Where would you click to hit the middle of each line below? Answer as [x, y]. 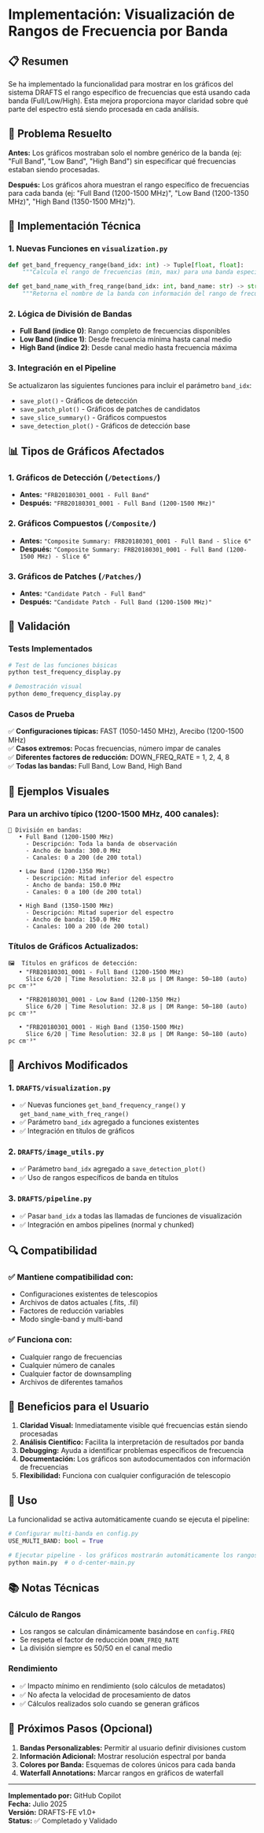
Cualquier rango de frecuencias [71, 1357]
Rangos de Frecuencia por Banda [118, 31]
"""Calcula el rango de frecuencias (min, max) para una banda [128, 272]
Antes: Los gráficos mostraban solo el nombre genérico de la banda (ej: [125, 153]
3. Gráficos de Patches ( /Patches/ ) [75, 576]
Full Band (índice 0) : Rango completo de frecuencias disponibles [125, 331]
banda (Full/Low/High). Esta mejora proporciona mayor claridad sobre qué [128, 101]
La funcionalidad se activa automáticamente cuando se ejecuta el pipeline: [129, 1519]
